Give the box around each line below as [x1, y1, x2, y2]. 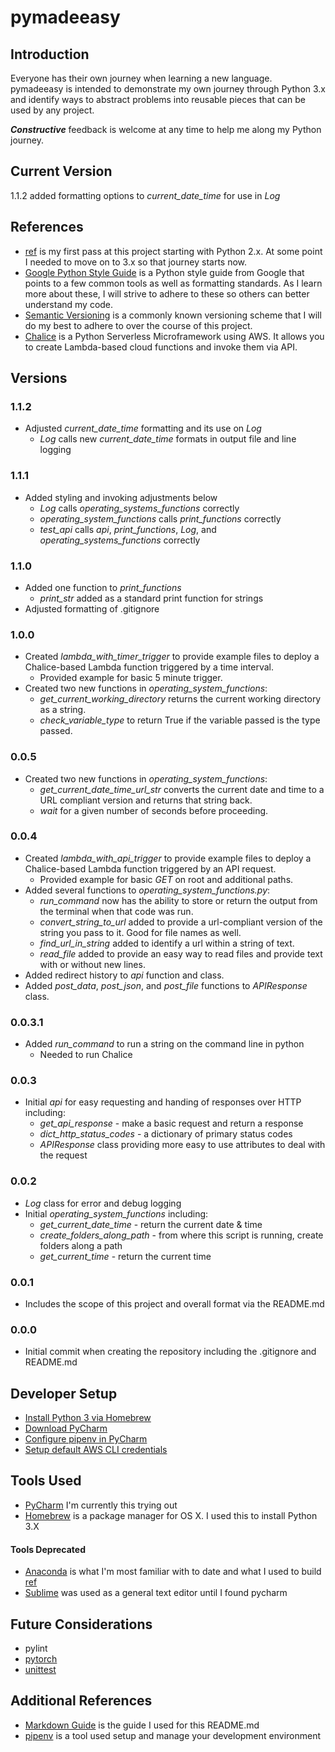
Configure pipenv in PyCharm [24, 1433, 148, 1445]
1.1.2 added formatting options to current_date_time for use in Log [10, 189, 281, 201]
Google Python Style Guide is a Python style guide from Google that [24, 266, 305, 278]
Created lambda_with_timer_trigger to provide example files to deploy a [24, 651, 320, 663]
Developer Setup [10, 1385, 118, 1402]
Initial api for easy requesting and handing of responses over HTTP [24, 1096, 302, 1108]
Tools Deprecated [10, 1543, 87, 1555]
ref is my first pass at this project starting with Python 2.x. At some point [24, 245, 323, 257]
